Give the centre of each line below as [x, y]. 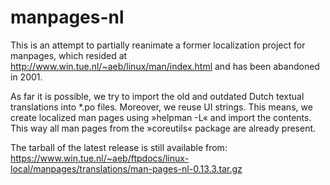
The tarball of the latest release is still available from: [119, 147]
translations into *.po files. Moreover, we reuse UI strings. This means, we [161, 107]
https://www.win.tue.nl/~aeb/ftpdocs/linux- [100, 158]
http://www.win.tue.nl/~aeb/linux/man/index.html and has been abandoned [165, 66]
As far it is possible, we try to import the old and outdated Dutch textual [157, 96]
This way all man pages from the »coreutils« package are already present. [163, 128]
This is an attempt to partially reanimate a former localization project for [158, 45]
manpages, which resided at [69, 55]
